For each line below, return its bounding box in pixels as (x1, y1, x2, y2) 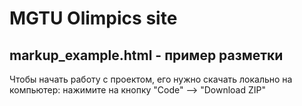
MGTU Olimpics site (9, 7, 178, 30)
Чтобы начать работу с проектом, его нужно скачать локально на (9, 73, 293, 85)
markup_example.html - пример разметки (9, 47, 284, 64)
